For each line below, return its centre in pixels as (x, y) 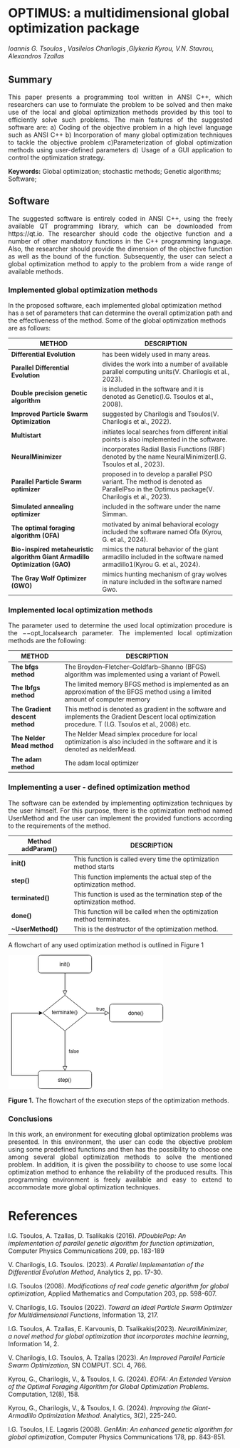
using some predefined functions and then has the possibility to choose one (120, 1150)
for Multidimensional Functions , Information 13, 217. (83, 1315)
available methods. (36, 271)
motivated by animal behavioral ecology (161, 524)
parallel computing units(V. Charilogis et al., (166, 371)
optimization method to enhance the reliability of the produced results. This (120, 1172)
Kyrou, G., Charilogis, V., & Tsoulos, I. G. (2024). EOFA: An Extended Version (120, 1379)
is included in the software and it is (153, 389)
